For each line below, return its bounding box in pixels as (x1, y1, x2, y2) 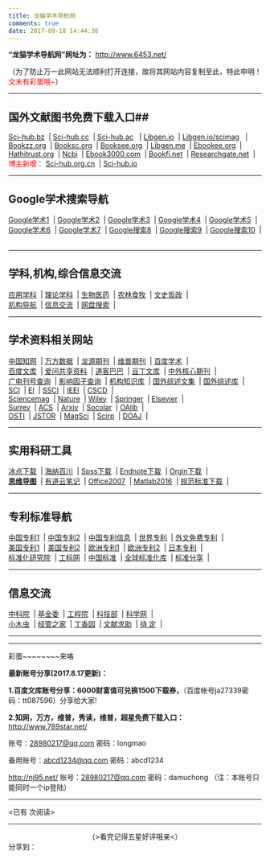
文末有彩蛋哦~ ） (8, 77, 63, 87)
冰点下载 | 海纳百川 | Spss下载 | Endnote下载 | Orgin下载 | (8, 466, 209, 476)
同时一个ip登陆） (14, 783, 71, 792)
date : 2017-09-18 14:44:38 (8, 27, 99, 35)
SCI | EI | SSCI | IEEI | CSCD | (8, 385, 114, 395)
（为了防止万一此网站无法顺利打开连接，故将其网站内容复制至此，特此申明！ (8, 67, 262, 76)
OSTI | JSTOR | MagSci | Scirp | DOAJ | (8, 411, 149, 421)
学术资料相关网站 (8, 333, 93, 347)
